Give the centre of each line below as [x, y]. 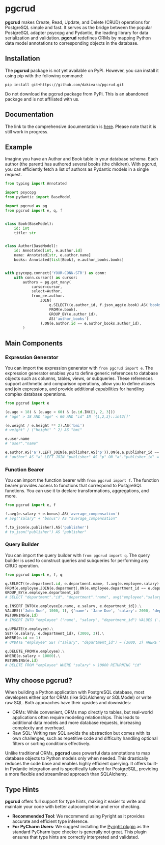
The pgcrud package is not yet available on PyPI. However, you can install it [82, 70]
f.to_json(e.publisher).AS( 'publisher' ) [47, 527]
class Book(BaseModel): [29, 224]
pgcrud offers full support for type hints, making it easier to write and [75, 801]
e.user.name [17, 439]
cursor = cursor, [47, 287]
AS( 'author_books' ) [69, 319]
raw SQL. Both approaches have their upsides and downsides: [68, 703]
